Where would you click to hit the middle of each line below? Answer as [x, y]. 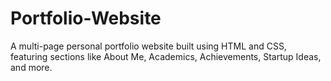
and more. [31, 67]
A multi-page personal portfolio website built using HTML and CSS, [148, 46]
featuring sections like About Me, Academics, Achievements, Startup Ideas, [166, 56]
